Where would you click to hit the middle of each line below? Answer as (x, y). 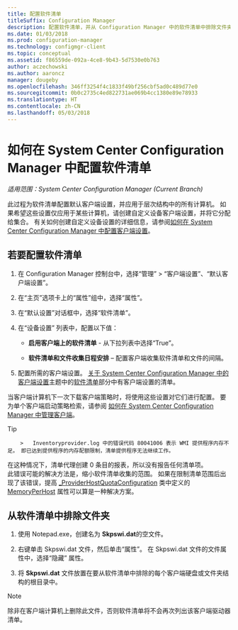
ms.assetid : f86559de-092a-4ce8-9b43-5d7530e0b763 (84, 60)
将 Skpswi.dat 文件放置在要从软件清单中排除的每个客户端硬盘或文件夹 (120, 573)
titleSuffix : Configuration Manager (61, 21)
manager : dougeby (33, 80)
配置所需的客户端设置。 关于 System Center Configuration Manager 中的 (123, 372)
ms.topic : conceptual (39, 54)
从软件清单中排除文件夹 (58, 515)
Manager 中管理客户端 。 (43, 414)
